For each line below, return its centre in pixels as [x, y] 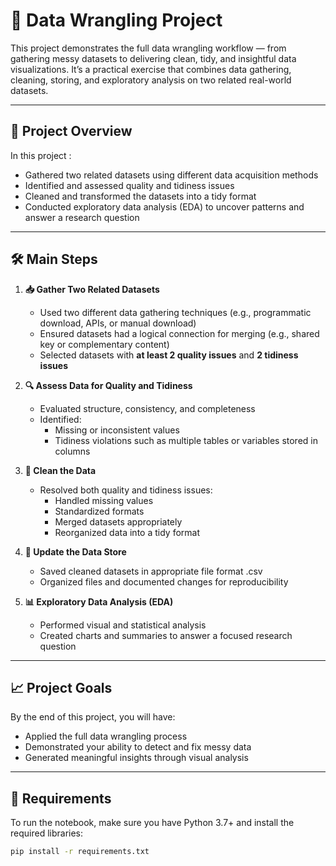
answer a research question [82, 217]
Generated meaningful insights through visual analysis [136, 758]
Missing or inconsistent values [117, 430]
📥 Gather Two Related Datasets [92, 289]
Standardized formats [99, 511]
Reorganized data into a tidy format [127, 532]
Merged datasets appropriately [118, 521]
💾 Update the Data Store [75, 551]
